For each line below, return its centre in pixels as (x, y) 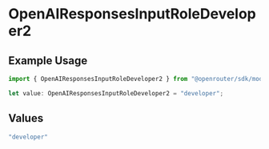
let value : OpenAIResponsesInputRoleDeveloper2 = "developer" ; (116, 93)
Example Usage (48, 60)
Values (26, 118)
